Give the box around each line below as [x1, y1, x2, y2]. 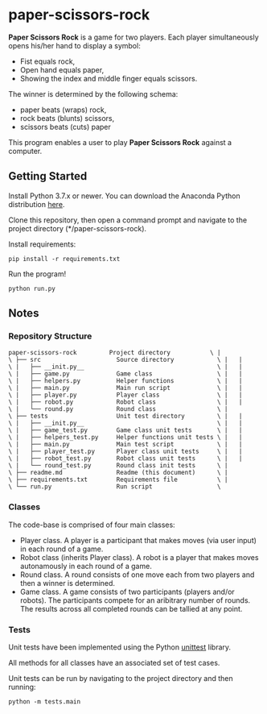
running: [8, 683, 36, 692]
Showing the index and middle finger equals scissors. [19, 73, 198, 83]
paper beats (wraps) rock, [19, 105, 107, 114]
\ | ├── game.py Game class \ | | [8, 370, 243, 378]
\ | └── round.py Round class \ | [8, 405, 228, 413]
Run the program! [8, 268, 67, 279]
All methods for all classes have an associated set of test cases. [8, 658, 220, 668]
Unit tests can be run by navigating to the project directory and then [8, 674, 233, 683]
